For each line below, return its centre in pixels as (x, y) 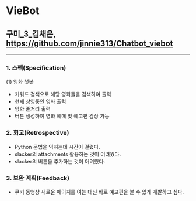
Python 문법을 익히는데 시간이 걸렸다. (57, 147)
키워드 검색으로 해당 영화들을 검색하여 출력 (63, 94)
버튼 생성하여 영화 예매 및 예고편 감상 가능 (62, 116)
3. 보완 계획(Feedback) (38, 178)
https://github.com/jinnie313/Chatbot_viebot (90, 43)
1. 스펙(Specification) (36, 67)
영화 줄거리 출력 (32, 109)
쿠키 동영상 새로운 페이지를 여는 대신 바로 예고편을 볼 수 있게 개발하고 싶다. (99, 192)
